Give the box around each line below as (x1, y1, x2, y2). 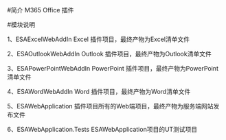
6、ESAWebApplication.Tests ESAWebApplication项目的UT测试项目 (7, 126, 198, 133)
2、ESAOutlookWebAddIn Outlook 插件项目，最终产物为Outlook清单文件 (7, 50, 212, 58)
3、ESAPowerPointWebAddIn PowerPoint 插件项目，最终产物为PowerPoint (7, 65, 218, 72)
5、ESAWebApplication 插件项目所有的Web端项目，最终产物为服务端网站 (7, 102, 214, 110)
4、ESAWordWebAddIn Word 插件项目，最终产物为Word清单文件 (7, 88, 191, 95)
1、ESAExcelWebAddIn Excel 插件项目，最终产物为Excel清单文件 (7, 35, 190, 43)
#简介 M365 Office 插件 (7, 6, 74, 14)
